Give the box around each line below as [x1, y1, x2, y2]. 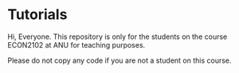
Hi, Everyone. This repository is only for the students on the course [7, 32, 228, 41]
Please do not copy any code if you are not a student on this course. [7, 56, 232, 65]
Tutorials [7, 6, 68, 24]
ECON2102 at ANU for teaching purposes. [7, 40, 146, 49]
